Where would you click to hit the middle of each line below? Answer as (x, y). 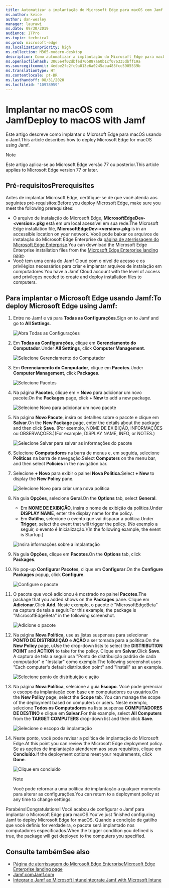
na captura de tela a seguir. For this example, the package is (75, 610)
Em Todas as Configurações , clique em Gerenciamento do (74, 343)
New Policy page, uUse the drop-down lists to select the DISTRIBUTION (88, 646)
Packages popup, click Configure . (49, 575)
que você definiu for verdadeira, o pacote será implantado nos (70, 825)
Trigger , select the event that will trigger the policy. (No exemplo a (89, 524)
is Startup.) (32, 535)
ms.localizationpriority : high (38, 47)
